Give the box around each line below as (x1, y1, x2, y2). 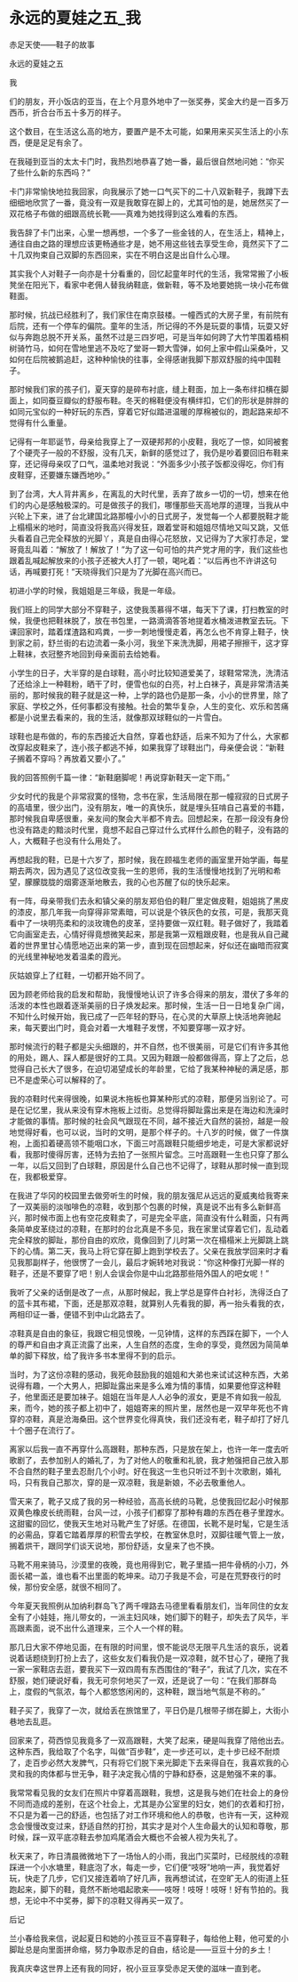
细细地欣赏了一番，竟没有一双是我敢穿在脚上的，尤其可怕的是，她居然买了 (9, 197, 281, 207)
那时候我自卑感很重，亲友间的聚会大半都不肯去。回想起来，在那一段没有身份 (9, 813, 289, 824)
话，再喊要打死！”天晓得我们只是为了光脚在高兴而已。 (9, 566, 208, 576)
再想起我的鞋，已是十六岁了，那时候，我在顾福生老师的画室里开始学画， (9, 854, 273, 865)
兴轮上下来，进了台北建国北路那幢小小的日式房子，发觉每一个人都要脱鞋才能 (9, 511, 289, 521)
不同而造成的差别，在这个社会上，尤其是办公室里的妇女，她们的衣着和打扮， (9, 1798, 289, 1809)
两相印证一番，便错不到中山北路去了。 (9, 1309, 149, 1319)
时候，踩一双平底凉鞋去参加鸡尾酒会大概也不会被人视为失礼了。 (9, 1832, 242, 1842)
